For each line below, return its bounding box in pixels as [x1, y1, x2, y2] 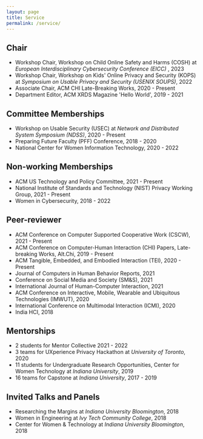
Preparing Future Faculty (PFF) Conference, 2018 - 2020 [15, 138, 157, 145]
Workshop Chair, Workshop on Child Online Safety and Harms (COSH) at [15, 59, 197, 66]
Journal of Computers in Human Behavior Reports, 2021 [15, 270, 155, 277]
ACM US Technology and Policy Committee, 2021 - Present [15, 177, 163, 185]
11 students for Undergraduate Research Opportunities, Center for [15, 361, 180, 369]
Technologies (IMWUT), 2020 [15, 295, 90, 302]
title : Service [6, 15, 45, 21]
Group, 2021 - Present [15, 191, 71, 198]
